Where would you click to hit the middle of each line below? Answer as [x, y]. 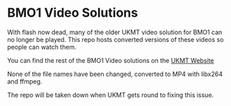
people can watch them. [42, 47]
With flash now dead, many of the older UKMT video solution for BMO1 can [115, 32]
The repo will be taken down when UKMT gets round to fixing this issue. [111, 95]
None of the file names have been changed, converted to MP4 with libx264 [115, 74]
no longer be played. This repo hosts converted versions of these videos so [115, 39]
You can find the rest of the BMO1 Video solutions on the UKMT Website [111, 60]
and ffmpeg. [25, 81]
